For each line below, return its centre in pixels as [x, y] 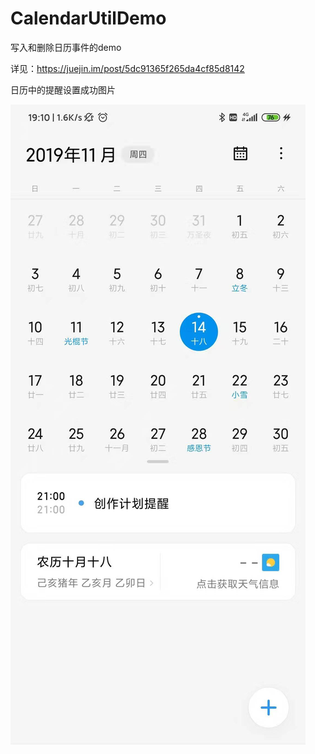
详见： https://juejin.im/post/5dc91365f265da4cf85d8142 [127, 68]
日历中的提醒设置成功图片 [63, 89]
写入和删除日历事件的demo [66, 47]
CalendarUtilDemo [88, 18]
